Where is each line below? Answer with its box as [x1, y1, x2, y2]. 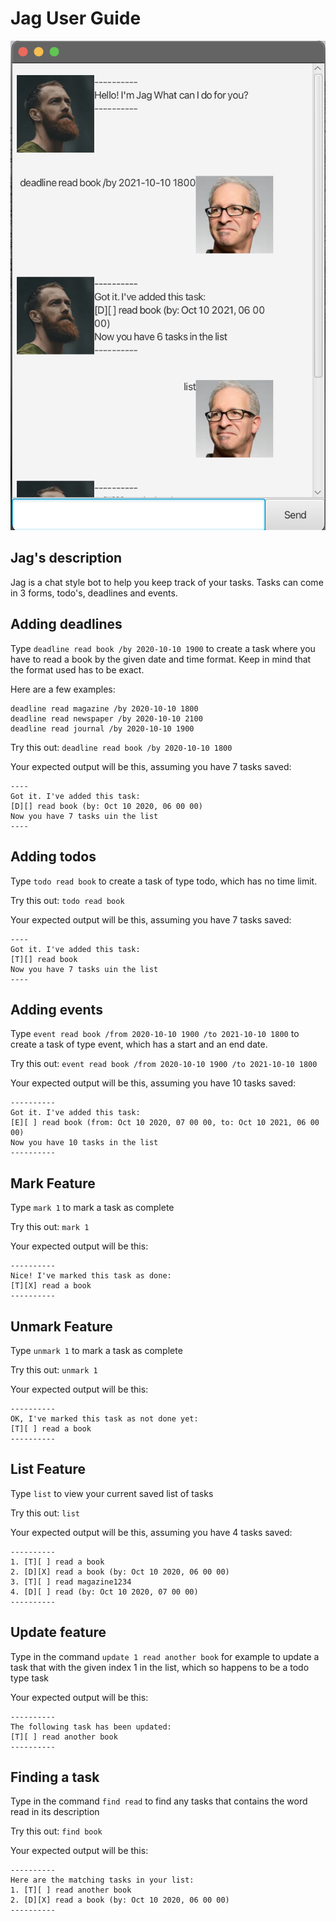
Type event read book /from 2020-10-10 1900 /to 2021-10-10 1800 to [10, 1028, 300, 1040]
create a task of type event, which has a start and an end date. [10, 1038, 268, 1051]
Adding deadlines [10, 616, 123, 633]
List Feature [10, 1461, 86, 1478]
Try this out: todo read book [10, 894, 125, 906]
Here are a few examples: [10, 683, 116, 695]
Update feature [10, 1624, 107, 1641]
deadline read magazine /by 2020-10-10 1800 [10, 703, 199, 714]
